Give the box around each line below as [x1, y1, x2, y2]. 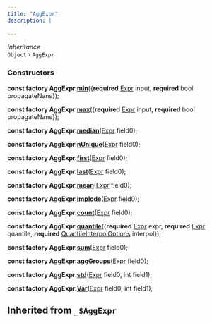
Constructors [7, 68, 54, 78]
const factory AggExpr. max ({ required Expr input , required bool [7, 105, 196, 114]
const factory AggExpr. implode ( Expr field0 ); [7, 195, 140, 203]
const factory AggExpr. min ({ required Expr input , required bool [7, 84, 194, 92]
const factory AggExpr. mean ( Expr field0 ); [7, 181, 132, 189]
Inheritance [7, 43, 41, 51]
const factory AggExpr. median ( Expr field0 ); [7, 126, 138, 135]
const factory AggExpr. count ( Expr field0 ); [7, 208, 133, 217]
